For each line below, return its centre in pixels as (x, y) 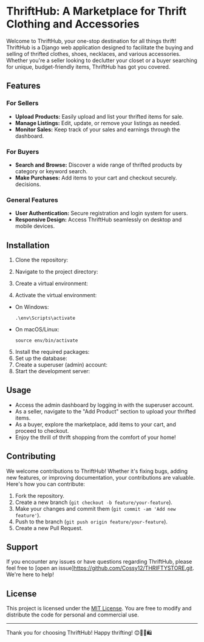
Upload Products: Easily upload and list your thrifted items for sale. (99, 116)
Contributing (31, 456)
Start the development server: (53, 371)
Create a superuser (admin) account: (61, 365)
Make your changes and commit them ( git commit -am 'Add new (95, 508)
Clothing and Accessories (73, 24)
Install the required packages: (52, 352)
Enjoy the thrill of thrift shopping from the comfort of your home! (95, 437)
